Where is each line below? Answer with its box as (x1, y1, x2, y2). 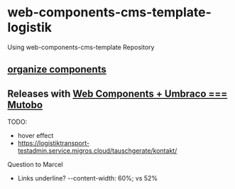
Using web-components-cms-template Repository (7, 43, 155, 51)
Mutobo (7, 99, 43, 111)
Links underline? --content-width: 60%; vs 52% (17, 174, 158, 183)
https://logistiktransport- (17, 139, 90, 148)
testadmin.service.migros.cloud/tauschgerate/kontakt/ (17, 146, 177, 155)
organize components (7, 63, 106, 75)
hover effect (17, 131, 54, 140)
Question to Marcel (7, 161, 63, 169)
